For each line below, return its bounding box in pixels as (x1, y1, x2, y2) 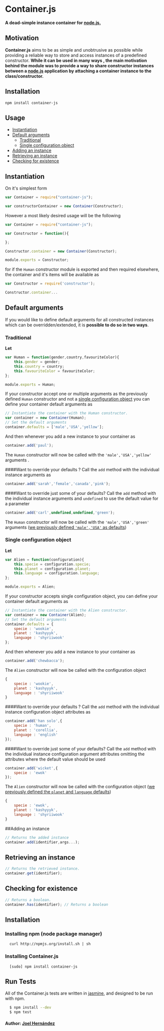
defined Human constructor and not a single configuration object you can (5, 396, 150, 402)
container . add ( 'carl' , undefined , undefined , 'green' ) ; (5, 510, 115, 515)
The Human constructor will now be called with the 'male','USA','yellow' (5, 452, 152, 458)
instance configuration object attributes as (5, 709, 91, 715)
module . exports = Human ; (5, 382, 56, 387)
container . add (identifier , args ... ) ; (5, 839, 80, 845)
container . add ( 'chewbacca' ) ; (5, 659, 65, 663)
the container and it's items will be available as (5, 272, 99, 278)
